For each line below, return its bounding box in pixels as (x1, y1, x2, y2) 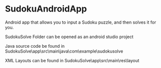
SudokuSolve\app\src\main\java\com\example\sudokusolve (5, 48, 124, 54)
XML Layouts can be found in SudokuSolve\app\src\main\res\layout (5, 57, 140, 63)
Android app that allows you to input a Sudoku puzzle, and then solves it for (5, 19, 156, 25)
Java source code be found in (5, 43, 65, 49)
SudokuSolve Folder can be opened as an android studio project (5, 34, 134, 40)
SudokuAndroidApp (5, 3, 87, 14)
